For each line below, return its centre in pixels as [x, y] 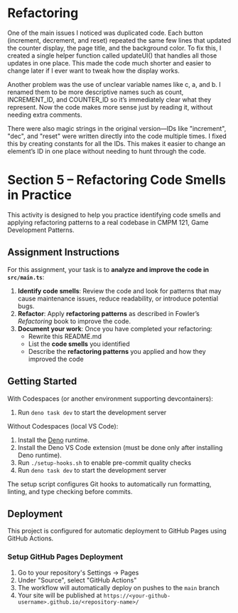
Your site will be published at [60, 595]
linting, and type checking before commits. [70, 491]
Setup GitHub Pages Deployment [65, 557]
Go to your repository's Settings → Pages [78, 572]
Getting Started [42, 381]
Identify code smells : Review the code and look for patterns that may [119, 290]
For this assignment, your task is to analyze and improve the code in [108, 269]
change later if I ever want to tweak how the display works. [93, 70]
